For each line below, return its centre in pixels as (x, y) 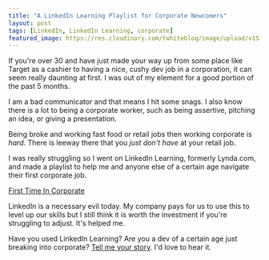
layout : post (30, 23)
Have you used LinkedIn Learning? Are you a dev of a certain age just (123, 239)
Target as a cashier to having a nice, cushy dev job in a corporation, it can (130, 70)
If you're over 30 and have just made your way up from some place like (126, 61)
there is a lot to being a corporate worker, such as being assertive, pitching (132, 110)
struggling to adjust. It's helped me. (67, 223)
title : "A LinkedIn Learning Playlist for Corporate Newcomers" (118, 16)
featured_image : (35, 38)
